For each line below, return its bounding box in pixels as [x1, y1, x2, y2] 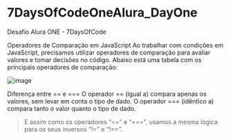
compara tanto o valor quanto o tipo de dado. [7, 104, 136, 112]
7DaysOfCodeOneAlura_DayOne [7, 5, 198, 21]
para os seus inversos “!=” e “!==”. [23, 125, 123, 133]
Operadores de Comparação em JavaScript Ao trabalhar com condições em [7, 41, 224, 49]
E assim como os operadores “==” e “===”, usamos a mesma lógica [23, 117, 218, 126]
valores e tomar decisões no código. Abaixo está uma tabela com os [7, 55, 202, 63]
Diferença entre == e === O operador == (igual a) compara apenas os [7, 90, 207, 98]
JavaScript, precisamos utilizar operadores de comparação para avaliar [7, 48, 211, 57]
